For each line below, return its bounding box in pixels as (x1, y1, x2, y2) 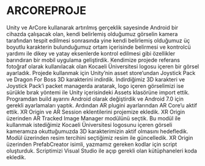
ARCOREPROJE (6, 4, 87, 18)
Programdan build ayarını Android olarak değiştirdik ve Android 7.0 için (6, 95, 184, 103)
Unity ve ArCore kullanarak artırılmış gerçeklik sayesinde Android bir (6, 24, 179, 31)
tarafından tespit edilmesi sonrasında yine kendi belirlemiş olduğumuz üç (6, 37, 190, 44)
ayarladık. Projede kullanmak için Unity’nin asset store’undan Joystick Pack (6, 69, 196, 76)
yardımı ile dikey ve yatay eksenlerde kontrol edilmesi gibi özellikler (6, 49, 176, 57)
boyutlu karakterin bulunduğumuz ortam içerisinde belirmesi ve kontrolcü (6, 43, 191, 51)
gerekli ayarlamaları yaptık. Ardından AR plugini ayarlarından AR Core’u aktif (6, 101, 198, 109)
